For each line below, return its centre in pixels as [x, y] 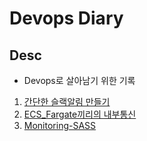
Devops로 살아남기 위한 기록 [79, 80]
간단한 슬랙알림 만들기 [67, 101]
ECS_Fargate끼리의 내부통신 [80, 114]
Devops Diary [66, 18]
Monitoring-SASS [60, 125]
